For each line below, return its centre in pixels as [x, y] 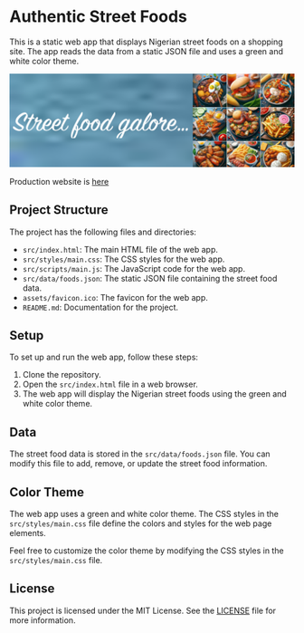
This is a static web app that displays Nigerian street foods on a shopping [146, 42]
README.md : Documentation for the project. [100, 307]
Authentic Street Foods [99, 17]
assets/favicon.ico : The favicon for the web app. [115, 297]
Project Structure [59, 210]
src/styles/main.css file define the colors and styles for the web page [141, 523]
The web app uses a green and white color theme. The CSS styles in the [144, 514]
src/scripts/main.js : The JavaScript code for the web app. [134, 268]
